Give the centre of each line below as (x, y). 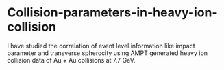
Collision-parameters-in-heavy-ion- (112, 13)
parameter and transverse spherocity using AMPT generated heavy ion (107, 53)
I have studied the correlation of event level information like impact (101, 46)
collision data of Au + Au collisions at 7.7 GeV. (71, 60)
